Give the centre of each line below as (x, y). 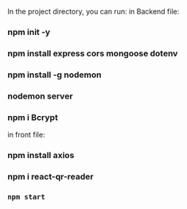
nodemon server (40, 96)
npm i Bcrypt (33, 117)
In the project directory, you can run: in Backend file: (93, 12)
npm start (26, 197)
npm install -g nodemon (55, 75)
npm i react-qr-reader (51, 176)
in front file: (26, 134)
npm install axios (41, 155)
